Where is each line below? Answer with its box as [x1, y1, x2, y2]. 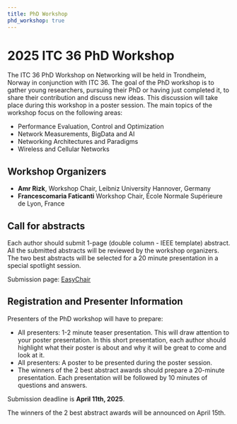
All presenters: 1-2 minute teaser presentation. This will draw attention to [17, 328, 230, 337]
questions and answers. [17, 381, 88, 389]
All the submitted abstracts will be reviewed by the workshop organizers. [7, 246, 219, 255]
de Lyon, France [17, 199, 65, 208]
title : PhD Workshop [7, 10, 69, 18]
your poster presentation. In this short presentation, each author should [17, 335, 226, 344]
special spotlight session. [7, 262, 81, 270]
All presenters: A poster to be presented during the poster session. [17, 358, 212, 367]
